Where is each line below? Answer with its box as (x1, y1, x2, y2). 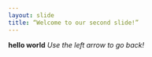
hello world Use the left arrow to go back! (8, 40, 145, 49)
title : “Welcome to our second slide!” (8, 19, 139, 27)
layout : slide (8, 11, 55, 20)
